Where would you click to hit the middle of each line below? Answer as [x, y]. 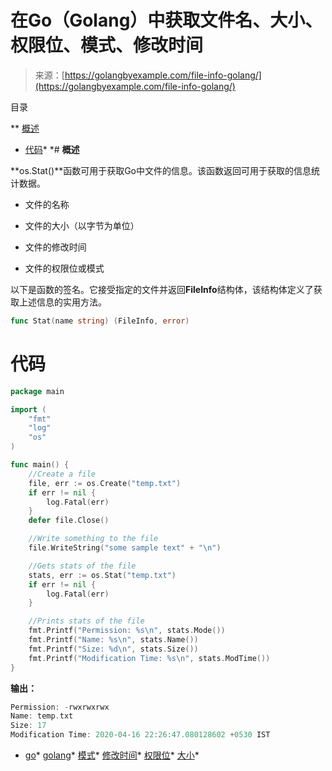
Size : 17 [28, 726]
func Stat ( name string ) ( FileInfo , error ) [100, 321]
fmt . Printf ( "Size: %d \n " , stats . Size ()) [113, 649]
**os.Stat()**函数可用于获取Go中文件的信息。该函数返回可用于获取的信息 [161, 170]
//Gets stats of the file [82, 566]
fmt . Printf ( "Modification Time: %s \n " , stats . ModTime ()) [149, 658]
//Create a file [62, 474]
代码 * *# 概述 [52, 149]
